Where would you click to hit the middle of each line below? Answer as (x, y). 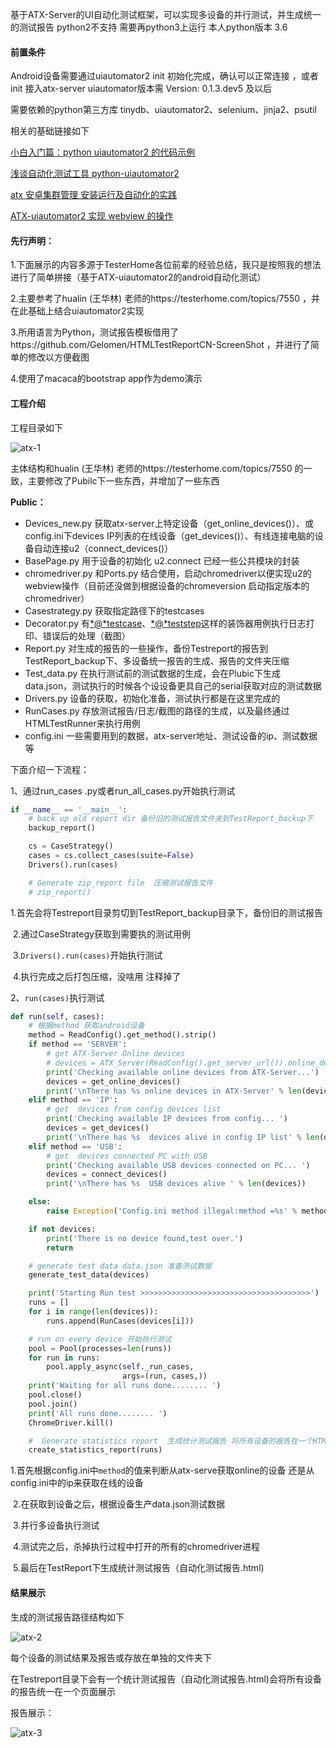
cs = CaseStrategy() (71, 846)
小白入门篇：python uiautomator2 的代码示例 (103, 152)
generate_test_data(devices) (89, 1275)
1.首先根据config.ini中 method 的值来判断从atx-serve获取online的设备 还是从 (162, 1470)
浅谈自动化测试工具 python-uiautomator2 (95, 174)
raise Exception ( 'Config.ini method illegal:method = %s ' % (172, 1211)
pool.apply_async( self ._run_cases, (120, 1367)
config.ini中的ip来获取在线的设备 (77, 1483)
